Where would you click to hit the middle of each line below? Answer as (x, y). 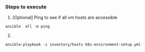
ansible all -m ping (28, 26)
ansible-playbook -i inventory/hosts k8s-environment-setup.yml (73, 45)
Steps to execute (26, 7)
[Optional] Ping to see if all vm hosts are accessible (65, 18)
